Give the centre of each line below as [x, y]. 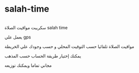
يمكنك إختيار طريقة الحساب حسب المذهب [43, 56]
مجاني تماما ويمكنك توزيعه [28, 65]
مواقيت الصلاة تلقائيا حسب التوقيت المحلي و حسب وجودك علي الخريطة [69, 46]
